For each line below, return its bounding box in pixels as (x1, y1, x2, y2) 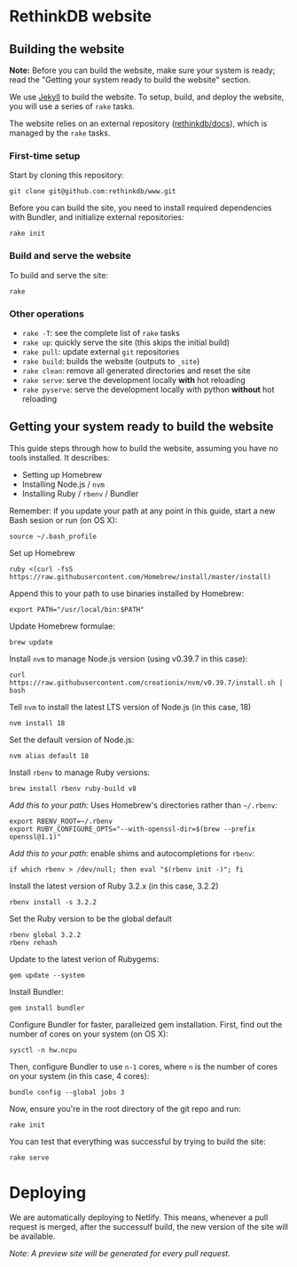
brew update (9, 637, 53, 646)
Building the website (9, 42, 125, 57)
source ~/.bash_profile (9, 532, 98, 541)
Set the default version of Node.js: (9, 734, 135, 745)
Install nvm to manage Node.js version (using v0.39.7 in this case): (9, 653, 248, 664)
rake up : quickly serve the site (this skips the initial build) (21, 337, 231, 348)
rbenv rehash (9, 938, 58, 947)
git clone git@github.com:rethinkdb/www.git (9, 187, 176, 196)
